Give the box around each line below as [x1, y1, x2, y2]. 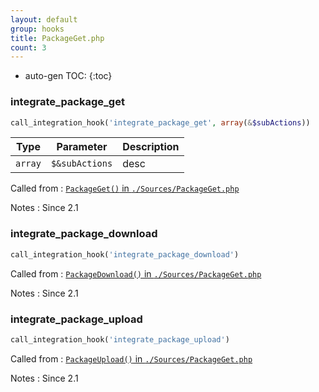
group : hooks [10, 24, 65, 34]
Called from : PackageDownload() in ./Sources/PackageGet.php [10, 267, 262, 280]
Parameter [56, 140, 108, 154]
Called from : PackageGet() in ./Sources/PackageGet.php [10, 182, 240, 195]
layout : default [10, 14, 78, 25]
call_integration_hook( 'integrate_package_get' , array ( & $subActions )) [10, 117, 311, 128]
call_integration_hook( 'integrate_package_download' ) [10, 249, 240, 260]
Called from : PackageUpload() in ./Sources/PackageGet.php [10, 352, 253, 365]
